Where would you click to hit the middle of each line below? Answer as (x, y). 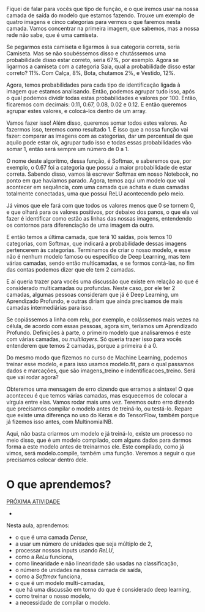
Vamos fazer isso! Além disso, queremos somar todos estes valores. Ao (97, 123)
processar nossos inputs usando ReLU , (65, 550)
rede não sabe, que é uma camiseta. (52, 35)
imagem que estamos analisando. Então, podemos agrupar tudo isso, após (101, 91)
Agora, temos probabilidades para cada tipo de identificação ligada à (93, 85)
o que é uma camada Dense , (51, 537)
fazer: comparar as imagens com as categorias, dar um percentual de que (100, 136)
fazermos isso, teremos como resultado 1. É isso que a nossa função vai (97, 129)
